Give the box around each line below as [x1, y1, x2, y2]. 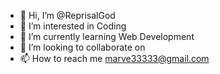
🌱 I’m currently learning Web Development [19, 31, 195, 42]
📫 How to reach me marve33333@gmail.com [19, 53, 210, 64]
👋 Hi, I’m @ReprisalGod [19, 10, 116, 21]
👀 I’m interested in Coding [19, 20, 127, 32]
